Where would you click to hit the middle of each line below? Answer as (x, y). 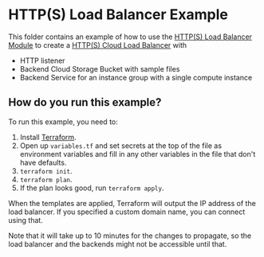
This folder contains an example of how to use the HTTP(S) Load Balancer (130, 37)
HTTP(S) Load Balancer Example (118, 15)
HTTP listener (42, 60)
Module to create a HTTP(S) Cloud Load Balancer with (98, 45)
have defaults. (43, 162)
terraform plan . (46, 179)
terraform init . (46, 171)
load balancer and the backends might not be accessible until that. (118, 243)
